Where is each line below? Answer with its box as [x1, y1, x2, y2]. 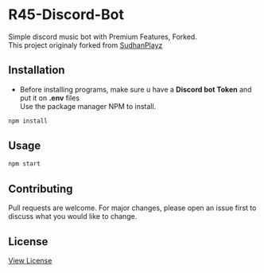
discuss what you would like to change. [8, 212, 138, 221]
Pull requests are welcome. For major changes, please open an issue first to [8, 203, 257, 213]
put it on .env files [19, 93, 80, 103]
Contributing [8, 181, 73, 196]
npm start [8, 160, 41, 168]
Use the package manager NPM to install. [19, 101, 157, 111]
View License [8, 255, 52, 265]
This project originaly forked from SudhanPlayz [8, 40, 163, 49]
